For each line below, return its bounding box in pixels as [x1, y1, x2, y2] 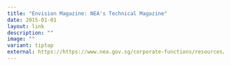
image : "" [7, 36, 36, 43]
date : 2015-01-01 [7, 16, 57, 23]
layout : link [7, 23, 45, 30]
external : [7, 49, 36, 56]
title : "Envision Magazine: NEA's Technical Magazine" [7, 10, 168, 17]
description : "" [7, 29, 54, 36]
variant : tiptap [7, 42, 54, 49]
